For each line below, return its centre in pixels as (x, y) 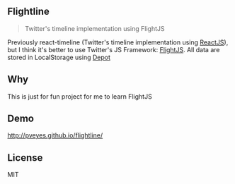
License (25, 158)
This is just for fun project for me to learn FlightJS (80, 96)
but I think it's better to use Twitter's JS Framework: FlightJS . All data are (114, 49)
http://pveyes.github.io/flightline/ (55, 135)
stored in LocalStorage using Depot (59, 57)
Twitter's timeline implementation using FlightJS (94, 28)
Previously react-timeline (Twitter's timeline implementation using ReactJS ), (118, 42)
